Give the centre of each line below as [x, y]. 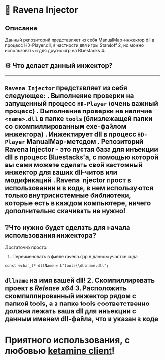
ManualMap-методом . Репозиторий [85, 142]
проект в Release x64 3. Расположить [66, 289]
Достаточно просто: [26, 247]
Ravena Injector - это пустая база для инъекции [82, 150]
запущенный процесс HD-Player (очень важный [82, 103]
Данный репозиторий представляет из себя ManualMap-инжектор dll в [80, 40]
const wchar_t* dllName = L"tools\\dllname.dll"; [57, 266]
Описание [21, 28]
